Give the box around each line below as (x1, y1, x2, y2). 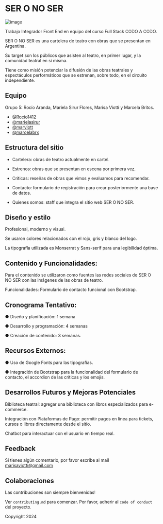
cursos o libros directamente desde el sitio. (5, 421, 91, 427)
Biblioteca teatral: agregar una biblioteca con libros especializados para (5, 401, 148, 407)
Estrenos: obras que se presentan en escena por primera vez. (12, 166, 136, 172)
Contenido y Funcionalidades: (5, 259, 98, 268)
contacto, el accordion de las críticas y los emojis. (5, 374, 105, 380)
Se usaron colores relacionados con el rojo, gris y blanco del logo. (5, 235, 137, 241)
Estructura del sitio (5, 144, 64, 152)
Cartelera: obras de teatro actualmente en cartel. (12, 156, 110, 162)
